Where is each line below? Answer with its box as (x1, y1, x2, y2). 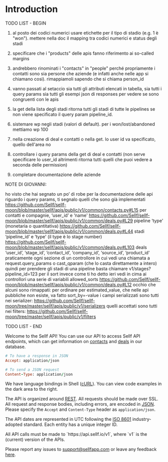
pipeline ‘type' (133, 217, 163, 224)
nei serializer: (5, 297, 33, 303)
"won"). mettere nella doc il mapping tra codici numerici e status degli (12, 35, 157, 41)
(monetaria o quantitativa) (5, 223, 59, 229)
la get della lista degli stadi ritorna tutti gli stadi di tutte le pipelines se (12, 106, 155, 112)
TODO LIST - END (5, 323, 43, 329)
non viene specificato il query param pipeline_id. (12, 111, 113, 117)
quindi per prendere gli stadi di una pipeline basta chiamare (5, 265, 128, 271)
